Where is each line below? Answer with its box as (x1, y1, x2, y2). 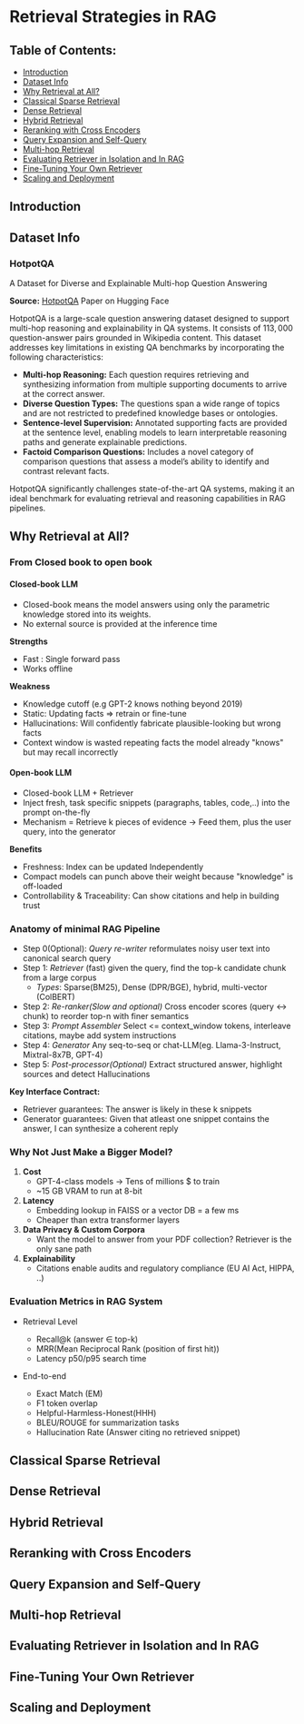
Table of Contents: (9, 43, 117, 58)
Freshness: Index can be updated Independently (22, 861, 204, 872)
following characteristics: (9, 352, 104, 362)
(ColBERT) (35, 992, 75, 1003)
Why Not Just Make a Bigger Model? (9, 1146, 173, 1159)
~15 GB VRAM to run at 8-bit (35, 1185, 142, 1196)
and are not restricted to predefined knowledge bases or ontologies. (22, 408, 279, 419)
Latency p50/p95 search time (35, 1352, 147, 1363)
